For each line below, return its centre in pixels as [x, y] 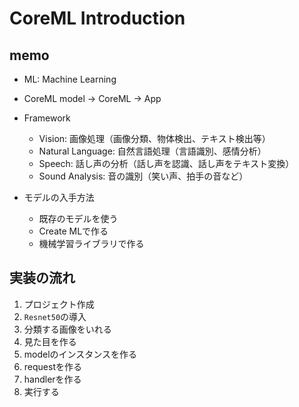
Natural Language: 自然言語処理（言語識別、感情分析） [152, 151]
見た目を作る [50, 341]
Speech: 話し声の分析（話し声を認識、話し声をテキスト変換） [166, 163]
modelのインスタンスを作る [80, 354]
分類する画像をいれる [67, 329]
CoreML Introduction [97, 18]
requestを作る [52, 366]
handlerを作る [52, 379]
